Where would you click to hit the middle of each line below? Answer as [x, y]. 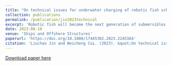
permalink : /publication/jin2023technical [51, 19]
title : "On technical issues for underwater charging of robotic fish [82, 10]
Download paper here [28, 58]
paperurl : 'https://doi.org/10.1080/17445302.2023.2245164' [71, 39]
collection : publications [33, 15]
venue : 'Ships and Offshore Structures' [49, 34]
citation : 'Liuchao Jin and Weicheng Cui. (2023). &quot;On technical [82, 43]
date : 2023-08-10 [24, 29]
